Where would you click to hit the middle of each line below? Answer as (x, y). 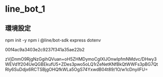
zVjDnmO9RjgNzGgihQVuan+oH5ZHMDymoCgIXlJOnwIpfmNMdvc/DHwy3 (81, 59)
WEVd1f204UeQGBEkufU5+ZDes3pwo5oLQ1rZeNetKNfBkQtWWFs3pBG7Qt (81, 64)
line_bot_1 (25, 9)
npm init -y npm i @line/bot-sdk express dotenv (53, 40)
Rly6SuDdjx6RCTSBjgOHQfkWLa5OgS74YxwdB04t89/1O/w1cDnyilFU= (76, 69)
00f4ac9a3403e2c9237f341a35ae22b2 (45, 49)
